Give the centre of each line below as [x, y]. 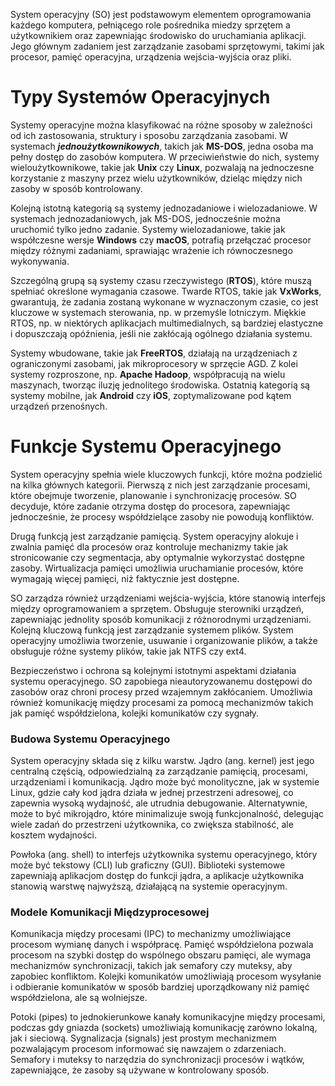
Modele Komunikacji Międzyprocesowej [110, 912]
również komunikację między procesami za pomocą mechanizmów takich [162, 702]
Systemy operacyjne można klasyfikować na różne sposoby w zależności [161, 125]
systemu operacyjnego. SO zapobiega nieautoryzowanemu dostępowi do [161, 681]
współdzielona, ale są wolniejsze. [79, 998]
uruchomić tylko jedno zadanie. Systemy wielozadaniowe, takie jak [148, 229]
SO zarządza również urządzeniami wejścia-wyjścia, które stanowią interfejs [168, 598]
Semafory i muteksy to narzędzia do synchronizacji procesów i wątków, [157, 1060]
